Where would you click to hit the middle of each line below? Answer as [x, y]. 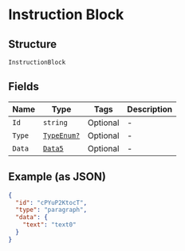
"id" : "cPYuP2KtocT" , [51, 202]
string [55, 122]
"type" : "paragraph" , [51, 210]
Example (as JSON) [57, 177]
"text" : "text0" [50, 225]
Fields [24, 86]
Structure [33, 44]
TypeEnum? [61, 135]
